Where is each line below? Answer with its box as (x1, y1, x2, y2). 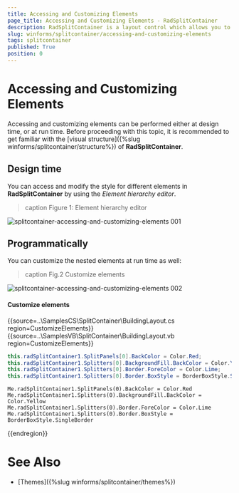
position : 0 (7, 51, 43, 58)
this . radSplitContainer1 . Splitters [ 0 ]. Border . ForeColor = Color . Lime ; (7, 366, 221, 373)
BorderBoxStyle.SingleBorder (7, 417, 94, 424)
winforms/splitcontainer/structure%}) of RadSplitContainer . (7, 142, 184, 150)
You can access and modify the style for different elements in (7, 182, 188, 190)
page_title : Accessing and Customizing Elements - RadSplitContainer (7, 17, 218, 24)
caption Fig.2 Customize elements (24, 270, 125, 279)
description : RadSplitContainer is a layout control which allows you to (7, 24, 231, 31)
